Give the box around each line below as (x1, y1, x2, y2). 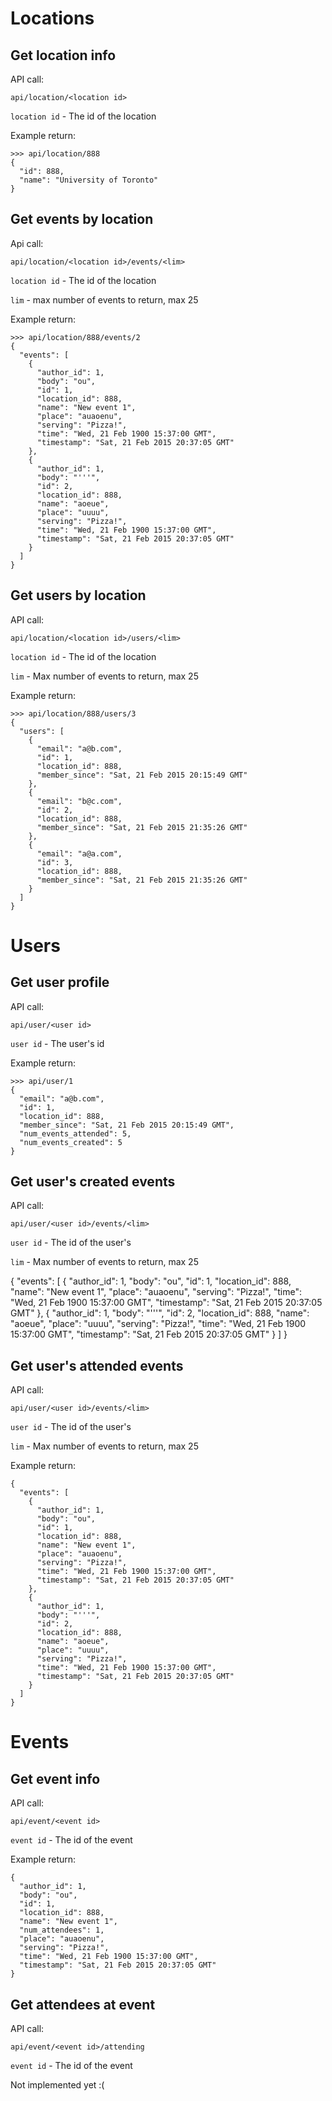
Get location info (10, 47, 117, 64)
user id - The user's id (10, 1037, 105, 1049)
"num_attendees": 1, (19, 1925, 105, 1936)
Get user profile (10, 974, 110, 991)
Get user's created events (10, 1173, 176, 1191)
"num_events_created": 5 (19, 1137, 123, 1147)
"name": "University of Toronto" (19, 175, 159, 185)
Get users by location (10, 587, 147, 604)
